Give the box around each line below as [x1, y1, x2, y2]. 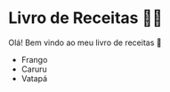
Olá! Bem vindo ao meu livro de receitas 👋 [8, 37, 162, 48]
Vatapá [20, 73, 48, 83]
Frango [20, 54, 48, 65]
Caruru [20, 64, 47, 74]
